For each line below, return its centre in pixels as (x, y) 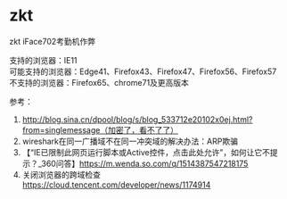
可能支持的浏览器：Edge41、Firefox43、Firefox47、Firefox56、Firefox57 (143, 71)
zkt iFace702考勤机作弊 (53, 41)
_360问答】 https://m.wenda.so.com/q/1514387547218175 (143, 163)
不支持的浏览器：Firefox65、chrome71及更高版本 (99, 82)
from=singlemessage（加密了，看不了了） (100, 129)
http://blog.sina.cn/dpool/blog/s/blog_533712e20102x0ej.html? (137, 119)
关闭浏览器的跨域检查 (61, 174)
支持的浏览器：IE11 (43, 60)
